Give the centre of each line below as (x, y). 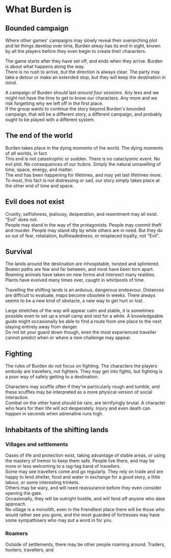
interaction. (17, 398)
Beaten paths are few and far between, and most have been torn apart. (80, 269)
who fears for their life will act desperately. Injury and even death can (78, 408)
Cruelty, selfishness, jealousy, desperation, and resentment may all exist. (82, 214)
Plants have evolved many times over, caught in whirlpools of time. (75, 280)
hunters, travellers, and (30, 550)
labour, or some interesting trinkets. (42, 482)
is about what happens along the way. (45, 66)
